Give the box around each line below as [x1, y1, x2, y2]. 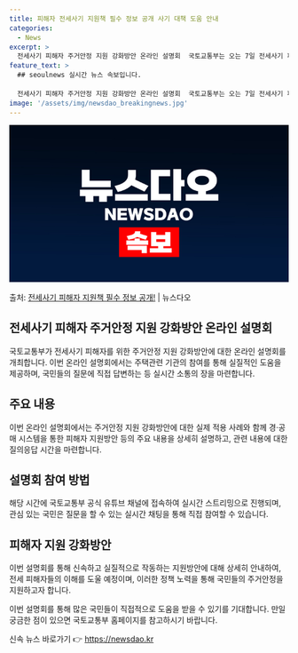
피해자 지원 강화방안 [9, 538, 112, 553]
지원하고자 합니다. [9, 585, 72, 595]
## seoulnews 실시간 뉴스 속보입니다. [17, 71, 142, 80]
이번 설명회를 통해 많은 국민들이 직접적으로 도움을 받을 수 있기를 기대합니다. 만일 [9, 604, 286, 615]
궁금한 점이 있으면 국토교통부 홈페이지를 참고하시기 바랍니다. [9, 615, 218, 625]
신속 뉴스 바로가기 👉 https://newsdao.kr [9, 633, 154, 644]
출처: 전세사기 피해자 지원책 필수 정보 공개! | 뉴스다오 [9, 292, 192, 302]
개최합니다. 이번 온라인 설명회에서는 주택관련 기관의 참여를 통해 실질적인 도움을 [9, 356, 282, 368]
